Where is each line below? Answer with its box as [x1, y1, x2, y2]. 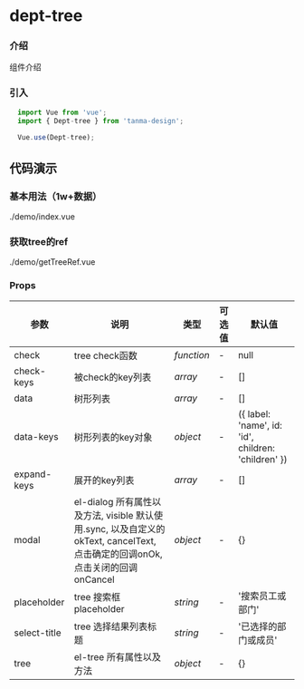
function [174, 348, 210, 361]
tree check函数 [73, 349, 138, 362]
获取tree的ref [9, 235, 69, 247]
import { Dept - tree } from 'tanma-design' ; [17, 116, 184, 125]
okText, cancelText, [73, 534, 157, 547]
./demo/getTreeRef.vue [9, 257, 96, 267]
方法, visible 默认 [82, 509, 155, 521]
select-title [14, 626, 62, 639]
